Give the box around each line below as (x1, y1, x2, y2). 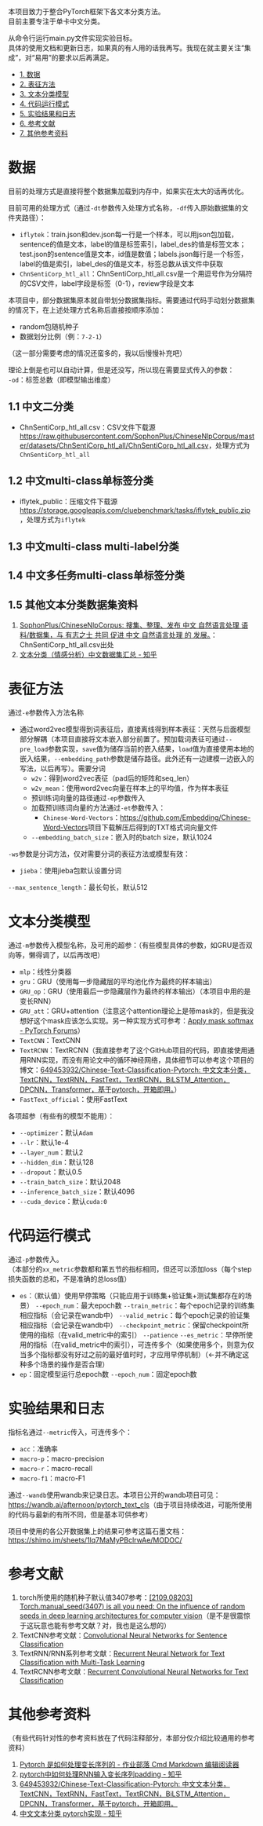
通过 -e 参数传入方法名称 (8, 708, 85, 717)
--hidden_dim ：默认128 (19, 1158, 94, 1167)
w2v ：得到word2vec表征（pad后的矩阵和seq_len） (31, 774, 194, 783)
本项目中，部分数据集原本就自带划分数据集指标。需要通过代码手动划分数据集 (8, 295, 255, 305)
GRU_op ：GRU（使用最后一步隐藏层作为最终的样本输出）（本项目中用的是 (19, 986, 251, 996)
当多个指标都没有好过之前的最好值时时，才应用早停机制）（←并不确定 (19, 1349, 243, 1359)
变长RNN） (19, 997, 56, 1006)
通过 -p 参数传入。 (8, 1254, 64, 1264)
